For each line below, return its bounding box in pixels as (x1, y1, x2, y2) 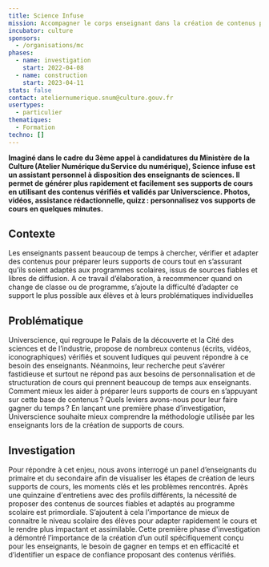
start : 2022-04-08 (22, 64, 84, 72)
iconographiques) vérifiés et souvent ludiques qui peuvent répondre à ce (8, 352, 249, 362)
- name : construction (15, 71, 88, 79)
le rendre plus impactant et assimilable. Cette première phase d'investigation (8, 525, 260, 534)
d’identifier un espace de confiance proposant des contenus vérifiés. (8, 550, 236, 560)
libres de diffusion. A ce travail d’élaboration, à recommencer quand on (8, 274, 243, 283)
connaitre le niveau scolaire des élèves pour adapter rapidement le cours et (8, 516, 258, 525)
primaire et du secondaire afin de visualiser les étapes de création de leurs (8, 473, 255, 483)
